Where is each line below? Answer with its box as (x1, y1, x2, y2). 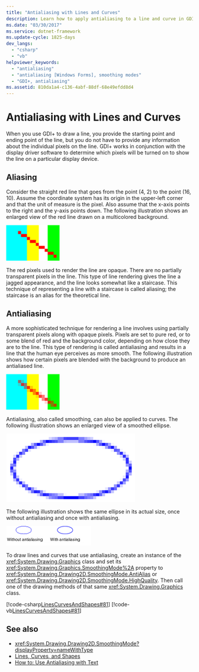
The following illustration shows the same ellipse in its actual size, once (6, 508, 180, 515)
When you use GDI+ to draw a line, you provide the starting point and (6, 130, 175, 137)
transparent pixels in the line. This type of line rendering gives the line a (6, 273, 181, 280)
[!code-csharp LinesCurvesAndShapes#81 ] (6, 600, 111, 608)
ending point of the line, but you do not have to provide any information (6, 137, 180, 144)
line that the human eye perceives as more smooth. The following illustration (6, 350, 192, 357)
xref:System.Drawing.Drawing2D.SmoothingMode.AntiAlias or (6, 570, 158, 577)
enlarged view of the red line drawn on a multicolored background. (6, 213, 169, 220)
